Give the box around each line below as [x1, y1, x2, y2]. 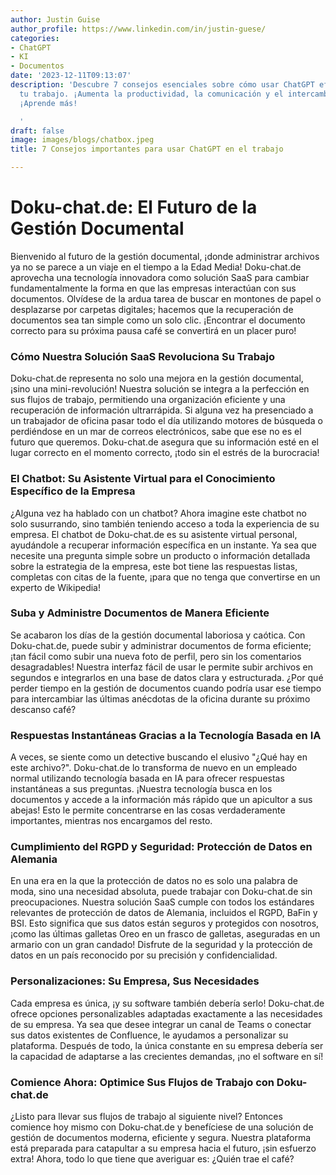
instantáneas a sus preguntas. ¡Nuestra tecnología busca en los [10, 783, 273, 795]
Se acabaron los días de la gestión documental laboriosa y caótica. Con [10, 629, 306, 641]
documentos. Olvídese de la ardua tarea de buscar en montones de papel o [10, 292, 322, 305]
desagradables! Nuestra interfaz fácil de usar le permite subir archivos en [10, 661, 313, 673]
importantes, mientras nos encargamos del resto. [10, 815, 213, 827]
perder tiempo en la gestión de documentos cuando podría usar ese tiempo [10, 682, 322, 694]
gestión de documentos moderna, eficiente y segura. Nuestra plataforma [10, 1132, 312, 1144]
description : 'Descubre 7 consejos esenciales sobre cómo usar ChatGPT [10, 80, 315, 90]
